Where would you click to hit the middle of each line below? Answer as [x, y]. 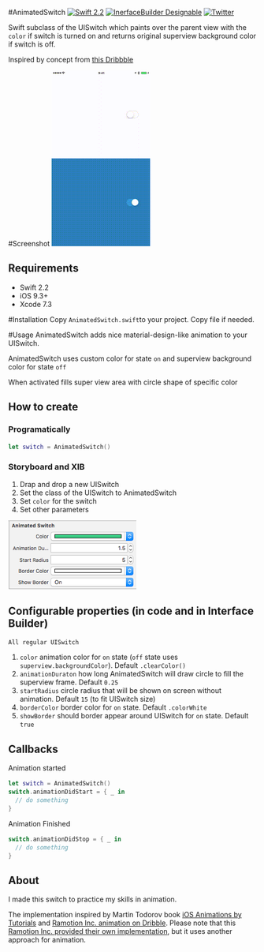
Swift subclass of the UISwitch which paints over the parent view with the [127, 27]
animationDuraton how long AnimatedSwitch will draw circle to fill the [132, 674]
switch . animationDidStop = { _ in [65, 839]
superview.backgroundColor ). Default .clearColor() [103, 665]
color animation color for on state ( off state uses [99, 657]
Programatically [39, 429]
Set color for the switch [58, 500]
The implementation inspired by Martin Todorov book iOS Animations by [125, 915]
